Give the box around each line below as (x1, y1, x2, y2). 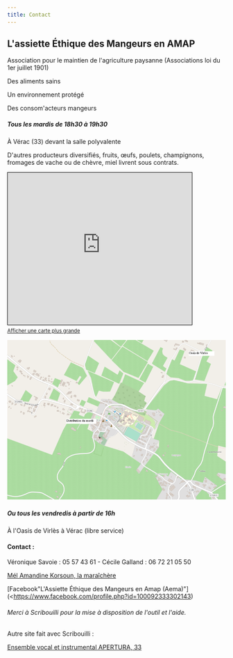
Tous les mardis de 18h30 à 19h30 (7, 120, 108, 129)
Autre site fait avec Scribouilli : (7, 629, 94, 638)
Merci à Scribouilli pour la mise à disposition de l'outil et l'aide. (7, 608, 187, 616)
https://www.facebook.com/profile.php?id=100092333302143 (13, 592, 191, 601)
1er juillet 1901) (7, 63, 49, 72)
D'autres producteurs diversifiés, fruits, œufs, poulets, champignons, (7, 151, 205, 159)
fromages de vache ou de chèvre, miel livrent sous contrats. (7, 159, 179, 167)
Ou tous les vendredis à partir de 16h (7, 508, 116, 517)
